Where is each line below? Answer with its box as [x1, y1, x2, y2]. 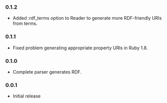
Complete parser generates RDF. [12, 68, 82, 75]
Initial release [12, 93, 41, 99]
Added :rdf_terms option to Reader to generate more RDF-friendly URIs [12, 15, 162, 21]
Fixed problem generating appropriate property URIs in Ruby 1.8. [12, 45, 148, 51]
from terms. [12, 20, 38, 26]
